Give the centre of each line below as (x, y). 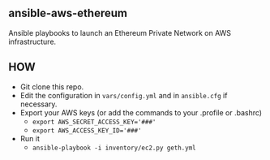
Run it (30, 138)
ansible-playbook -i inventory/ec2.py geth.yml (114, 148)
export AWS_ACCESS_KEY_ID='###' (87, 130)
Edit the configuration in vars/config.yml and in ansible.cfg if (124, 95)
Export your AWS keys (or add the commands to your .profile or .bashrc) (141, 112)
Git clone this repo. (52, 86)
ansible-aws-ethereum (68, 13)
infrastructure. (32, 41)
